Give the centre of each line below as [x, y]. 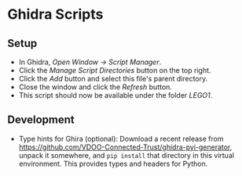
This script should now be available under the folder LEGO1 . [115, 95]
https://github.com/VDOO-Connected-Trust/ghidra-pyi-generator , [125, 147]
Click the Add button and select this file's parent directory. [113, 79]
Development [41, 120]
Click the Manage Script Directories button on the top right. [115, 70]
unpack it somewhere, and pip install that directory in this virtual [126, 155]
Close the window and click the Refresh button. [95, 87]
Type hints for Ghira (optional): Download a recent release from [121, 138]
